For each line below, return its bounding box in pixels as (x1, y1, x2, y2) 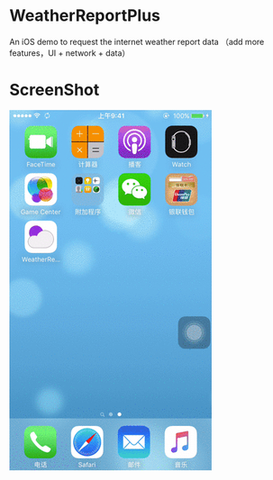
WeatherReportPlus (9, 5, 160, 26)
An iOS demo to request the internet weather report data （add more (9, 36, 265, 47)
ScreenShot (9, 80, 100, 100)
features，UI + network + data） (9, 47, 131, 59)
